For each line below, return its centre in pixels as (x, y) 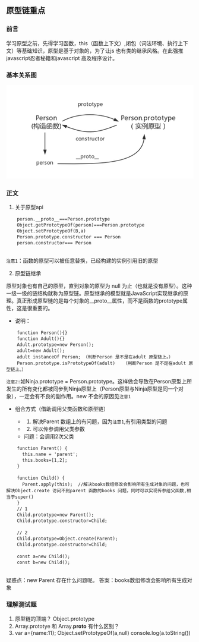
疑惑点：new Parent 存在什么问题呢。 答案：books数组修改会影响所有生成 (97, 580)
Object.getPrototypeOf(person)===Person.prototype (81, 225)
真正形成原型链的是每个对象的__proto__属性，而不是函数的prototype (99, 301)
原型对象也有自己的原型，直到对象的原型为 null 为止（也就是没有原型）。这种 (99, 286)
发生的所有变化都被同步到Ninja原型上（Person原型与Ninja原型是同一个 (92, 389)
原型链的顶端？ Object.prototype (55, 619)
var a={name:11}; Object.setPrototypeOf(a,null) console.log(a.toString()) (103, 632)
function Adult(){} (41, 339)
